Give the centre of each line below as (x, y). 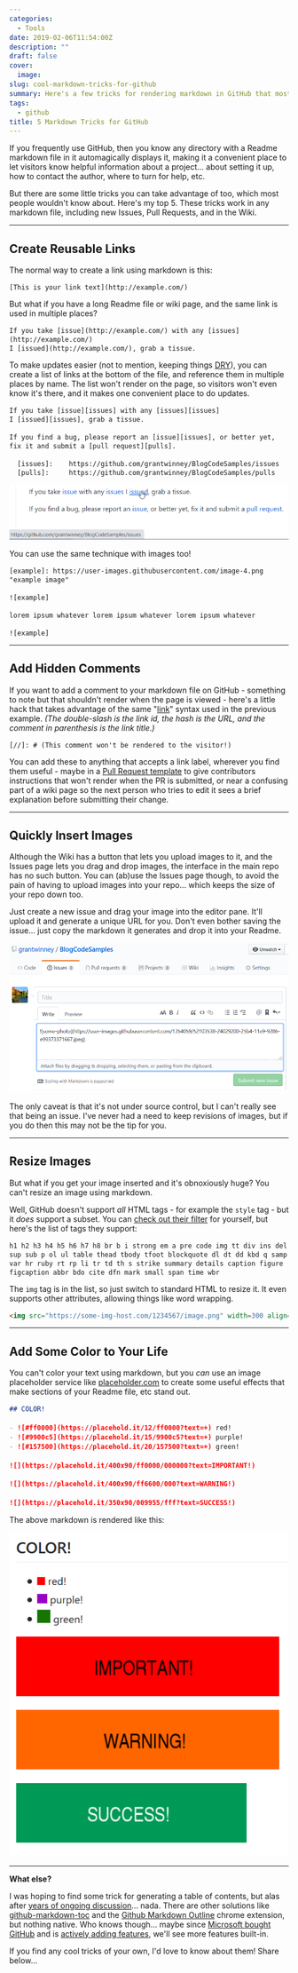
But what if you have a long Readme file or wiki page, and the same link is (144, 304)
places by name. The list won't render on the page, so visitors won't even (143, 384)
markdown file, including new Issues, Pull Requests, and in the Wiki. (133, 212)
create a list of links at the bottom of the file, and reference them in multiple (147, 375)
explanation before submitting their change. (89, 799)
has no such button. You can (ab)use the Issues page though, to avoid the (144, 876)
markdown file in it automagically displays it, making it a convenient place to (148, 158)
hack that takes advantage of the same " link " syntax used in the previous (143, 709)
